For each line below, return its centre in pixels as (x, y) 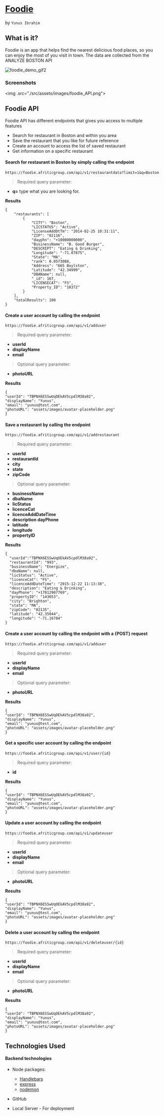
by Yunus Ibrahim (23, 23)
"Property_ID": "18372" (55, 287)
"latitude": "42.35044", (35, 614)
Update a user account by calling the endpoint (53, 823)
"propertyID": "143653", (35, 597)
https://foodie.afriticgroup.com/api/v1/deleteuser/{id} (65, 943)
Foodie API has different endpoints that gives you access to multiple (74, 120)
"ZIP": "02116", (48, 236)
